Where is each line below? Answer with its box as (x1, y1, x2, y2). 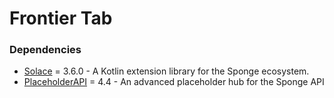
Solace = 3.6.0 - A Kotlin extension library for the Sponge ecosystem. (23, 65, 310, 77)
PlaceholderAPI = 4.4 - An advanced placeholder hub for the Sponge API (23, 76, 325, 88)
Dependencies (9, 43, 82, 57)
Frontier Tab (9, 7, 113, 30)
